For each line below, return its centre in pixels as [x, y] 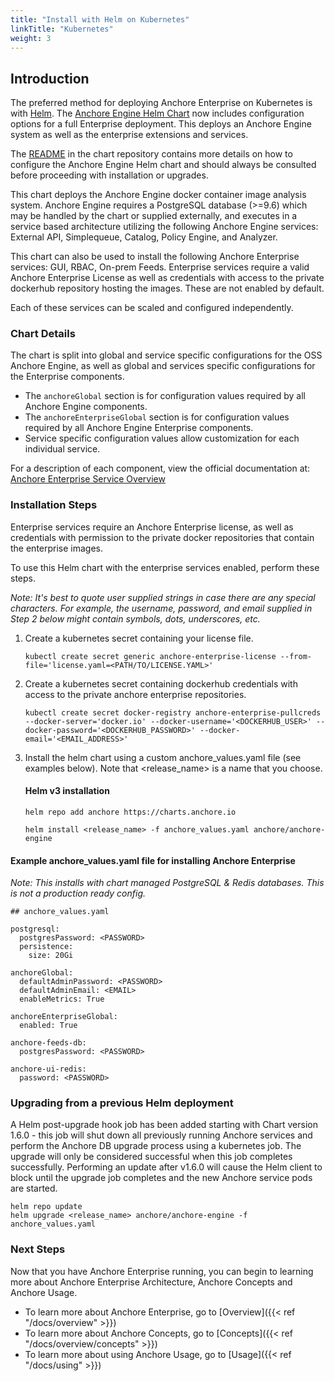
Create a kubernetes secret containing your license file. [139, 638]
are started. [34, 1188]
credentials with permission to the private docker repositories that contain [162, 537]
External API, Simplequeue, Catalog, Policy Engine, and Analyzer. [144, 237]
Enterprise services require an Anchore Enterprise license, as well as [152, 527]
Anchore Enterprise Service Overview [88, 479]
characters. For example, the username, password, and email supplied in [161, 608]
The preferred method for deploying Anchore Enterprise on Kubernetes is [161, 103]
